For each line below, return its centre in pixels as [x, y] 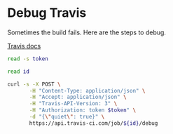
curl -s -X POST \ [34, 84]
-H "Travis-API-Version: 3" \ [73, 104]
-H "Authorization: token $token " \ [83, 110]
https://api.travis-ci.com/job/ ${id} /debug [94, 123]
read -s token [28, 59]
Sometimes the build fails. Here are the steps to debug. [87, 32]
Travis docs [24, 46]
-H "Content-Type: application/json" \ [87, 91]
